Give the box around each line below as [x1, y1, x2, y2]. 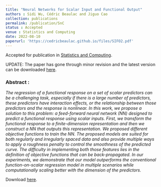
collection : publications [5, 16, 58, 21]
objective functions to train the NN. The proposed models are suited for [5, 131, 148, 137]
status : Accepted [5, 25, 43, 30]
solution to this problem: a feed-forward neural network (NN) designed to [5, 110, 152, 117]
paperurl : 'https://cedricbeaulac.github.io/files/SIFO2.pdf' [5, 39, 134, 44]
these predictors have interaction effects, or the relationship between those [5, 100, 157, 106]
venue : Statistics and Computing [5, 30, 76, 34]
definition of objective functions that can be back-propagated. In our [5, 152, 144, 158]
